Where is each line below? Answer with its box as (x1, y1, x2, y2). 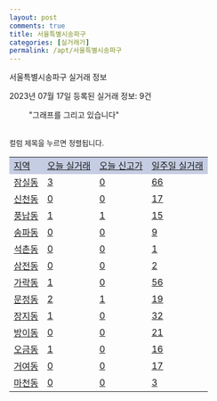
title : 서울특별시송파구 (9, 29, 86, 38)
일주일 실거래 (150, 160, 204, 172)
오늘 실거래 (47, 160, 92, 172)
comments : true (9, 21, 66, 30)
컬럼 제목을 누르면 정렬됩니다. (9, 138, 105, 148)
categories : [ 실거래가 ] (9, 37, 91, 47)
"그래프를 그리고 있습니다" (28, 110, 120, 120)
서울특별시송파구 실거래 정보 (9, 72, 108, 83)
